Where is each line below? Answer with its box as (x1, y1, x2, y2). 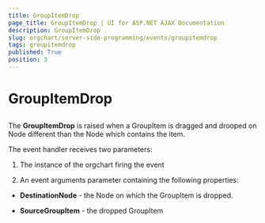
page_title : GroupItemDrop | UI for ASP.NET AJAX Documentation (8, 19, 225, 27)
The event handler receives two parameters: (8, 145, 153, 154)
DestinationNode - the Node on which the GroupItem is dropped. (19, 191, 233, 200)
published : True (8, 48, 62, 56)
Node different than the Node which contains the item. (8, 130, 186, 139)
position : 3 (8, 56, 47, 64)
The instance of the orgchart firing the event (19, 160, 165, 170)
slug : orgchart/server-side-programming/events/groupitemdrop (8, 33, 218, 42)
